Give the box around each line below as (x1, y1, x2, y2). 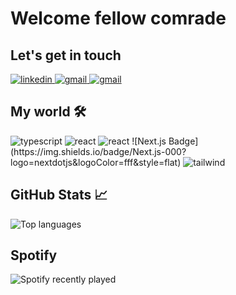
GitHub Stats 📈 (10, 187, 108, 204)
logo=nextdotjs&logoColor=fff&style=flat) (10, 156, 182, 168)
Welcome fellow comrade (10, 7, 227, 30)
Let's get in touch (10, 47, 122, 64)
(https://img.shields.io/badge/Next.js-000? (10, 145, 187, 157)
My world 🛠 (10, 103, 87, 121)
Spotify (10, 247, 58, 264)
